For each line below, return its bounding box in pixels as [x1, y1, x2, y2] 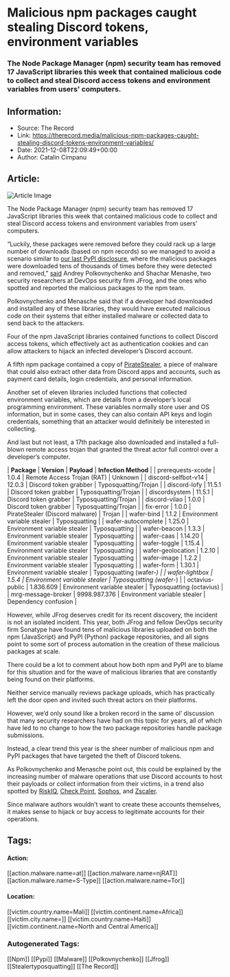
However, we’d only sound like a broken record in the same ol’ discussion [7, 709, 214, 717]
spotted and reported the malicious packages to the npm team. [7, 283, 185, 292]
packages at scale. [7, 647, 60, 655]
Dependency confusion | [7, 597, 77, 606]
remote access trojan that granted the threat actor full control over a [25, 445, 218, 453]
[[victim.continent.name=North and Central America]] [7, 922, 159, 930]
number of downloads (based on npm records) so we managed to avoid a [7, 247, 216, 255]
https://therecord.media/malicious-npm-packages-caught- [32, 131, 200, 139]
